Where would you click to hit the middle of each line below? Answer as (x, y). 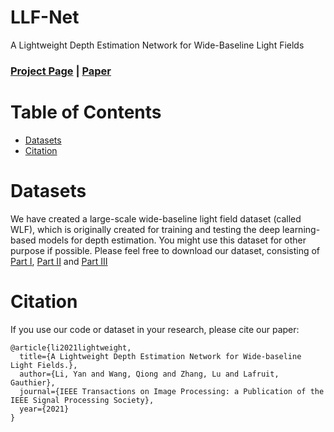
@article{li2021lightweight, (71, 347)
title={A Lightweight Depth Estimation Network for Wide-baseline (160, 356)
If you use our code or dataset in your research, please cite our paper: (155, 329)
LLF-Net (45, 17)
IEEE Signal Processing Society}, (82, 400)
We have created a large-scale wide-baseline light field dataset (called (156, 218)
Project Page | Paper (61, 71)
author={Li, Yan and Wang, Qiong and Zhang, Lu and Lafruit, (149, 374)
